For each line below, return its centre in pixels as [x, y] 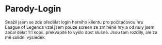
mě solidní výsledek [25, 37]
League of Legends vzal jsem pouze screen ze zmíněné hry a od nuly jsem [80, 27]
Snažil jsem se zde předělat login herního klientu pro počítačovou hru [74, 22]
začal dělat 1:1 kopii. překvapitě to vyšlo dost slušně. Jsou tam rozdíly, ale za [81, 32]
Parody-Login [33, 9]
